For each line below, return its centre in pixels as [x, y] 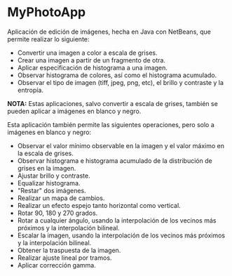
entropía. [30, 90]
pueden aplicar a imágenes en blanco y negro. [74, 111]
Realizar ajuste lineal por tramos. [64, 258]
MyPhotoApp [47, 12]
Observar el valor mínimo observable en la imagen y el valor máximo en [121, 145]
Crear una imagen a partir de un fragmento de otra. [91, 60]
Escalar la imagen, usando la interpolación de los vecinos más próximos [121, 235]
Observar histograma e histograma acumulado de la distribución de [115, 160]
